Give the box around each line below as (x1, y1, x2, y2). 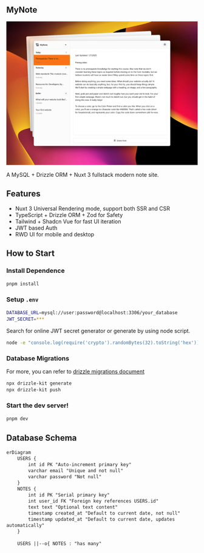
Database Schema (6, 433, 77, 443)
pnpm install (6, 281, 39, 287)
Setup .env (6, 295, 39, 304)
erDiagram (6, 450, 32, 456)
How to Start (6, 249, 55, 259)
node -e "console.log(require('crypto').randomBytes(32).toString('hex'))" (6, 340, 202, 346)
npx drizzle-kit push (6, 387, 61, 393)
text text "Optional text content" (28, 504, 118, 510)
